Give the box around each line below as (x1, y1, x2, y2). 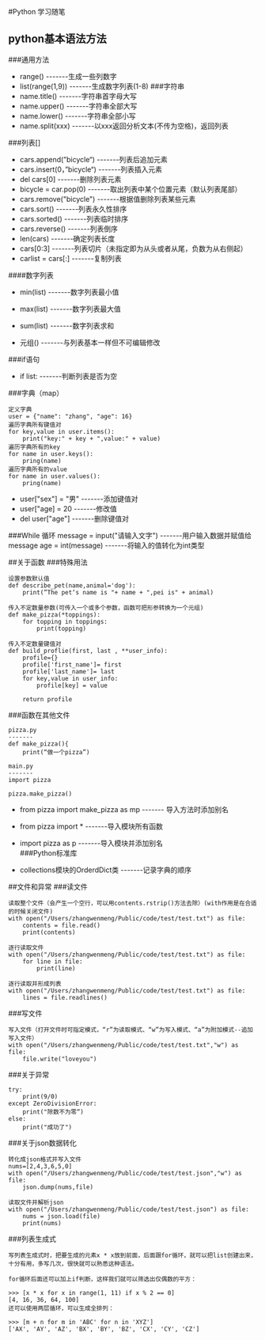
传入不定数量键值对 (8, 640, 62, 647)
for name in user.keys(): (8, 450, 93, 457)
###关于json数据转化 (8, 1138, 78, 1148)
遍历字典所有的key (8, 442, 61, 451)
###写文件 (8, 1008, 43, 1018)
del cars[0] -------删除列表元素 (19, 174, 122, 184)
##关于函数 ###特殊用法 (8, 557, 89, 567)
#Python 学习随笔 (8, 7, 66, 16)
